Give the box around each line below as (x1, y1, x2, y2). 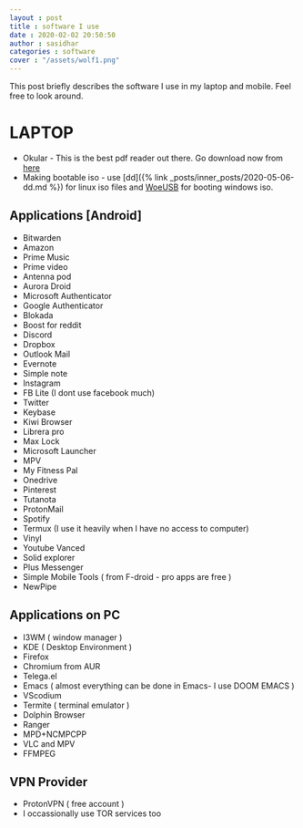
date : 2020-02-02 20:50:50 (9, 30, 116, 39)
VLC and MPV (22, 738, 76, 749)
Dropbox (22, 338, 56, 349)
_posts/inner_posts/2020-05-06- (169, 171, 295, 182)
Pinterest (22, 484, 57, 495)
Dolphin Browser (22, 709, 86, 720)
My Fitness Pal (22, 464, 78, 475)
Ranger (22, 719, 50, 730)
